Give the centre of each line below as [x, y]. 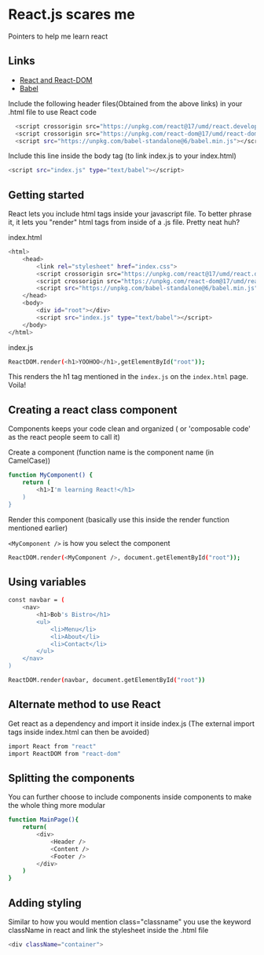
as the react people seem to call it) [64, 437]
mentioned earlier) [38, 528]
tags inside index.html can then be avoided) [79, 732]
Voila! [17, 385]
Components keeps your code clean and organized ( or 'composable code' [130, 429]
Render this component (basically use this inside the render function [119, 519]
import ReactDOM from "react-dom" [65, 754]
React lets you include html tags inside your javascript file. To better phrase [130, 214]
